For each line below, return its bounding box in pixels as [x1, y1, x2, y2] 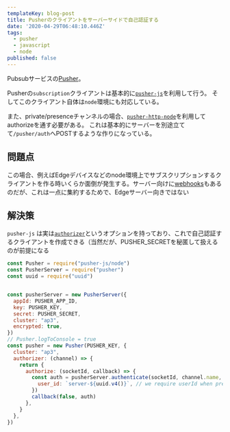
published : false [7, 55, 57, 62]
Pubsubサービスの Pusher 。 [7, 74, 85, 82]
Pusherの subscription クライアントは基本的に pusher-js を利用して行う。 [7, 88, 211, 97]
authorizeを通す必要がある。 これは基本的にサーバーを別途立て [7, 121, 186, 129]
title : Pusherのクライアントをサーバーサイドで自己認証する [7, 16, 159, 23]
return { [19, 361, 44, 368]
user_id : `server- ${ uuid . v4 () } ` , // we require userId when [37, 381, 213, 387]
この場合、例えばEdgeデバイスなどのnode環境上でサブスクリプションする [7, 171, 216, 179]
